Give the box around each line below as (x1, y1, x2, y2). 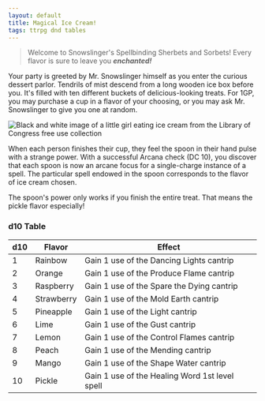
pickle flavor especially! (8, 201, 85, 211)
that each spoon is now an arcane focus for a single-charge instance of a (8, 161, 247, 171)
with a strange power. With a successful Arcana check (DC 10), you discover (8, 152, 257, 162)
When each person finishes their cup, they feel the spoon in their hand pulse (8, 144, 257, 154)
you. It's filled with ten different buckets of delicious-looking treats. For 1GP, (8, 88, 255, 98)
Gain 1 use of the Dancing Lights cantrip (84, 254, 234, 265)
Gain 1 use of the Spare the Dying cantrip (84, 280, 238, 291)
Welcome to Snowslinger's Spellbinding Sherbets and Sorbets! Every (27, 48, 252, 58)
